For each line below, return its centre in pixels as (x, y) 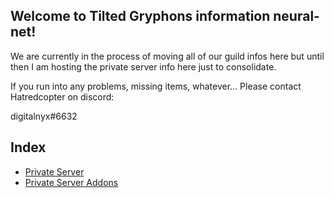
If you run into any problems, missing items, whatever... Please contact (156, 86)
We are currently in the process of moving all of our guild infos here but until (167, 56)
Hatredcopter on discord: (62, 96)
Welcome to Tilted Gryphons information (140, 16)
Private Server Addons (71, 182)
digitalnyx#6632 (44, 116)
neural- (296, 16)
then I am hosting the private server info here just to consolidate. (143, 66)
